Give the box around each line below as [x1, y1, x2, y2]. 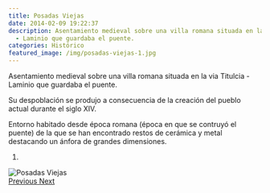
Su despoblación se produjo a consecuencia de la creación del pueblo [8, 96, 241, 105]
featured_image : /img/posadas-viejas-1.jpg [8, 49, 157, 57]
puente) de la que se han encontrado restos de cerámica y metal [8, 128, 223, 138]
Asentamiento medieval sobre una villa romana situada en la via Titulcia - [8, 72, 251, 80]
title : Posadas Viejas [8, 11, 84, 20]
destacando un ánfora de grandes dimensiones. [8, 137, 167, 146]
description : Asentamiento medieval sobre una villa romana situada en [8, 27, 253, 35]
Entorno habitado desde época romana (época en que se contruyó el [8, 120, 237, 129]
